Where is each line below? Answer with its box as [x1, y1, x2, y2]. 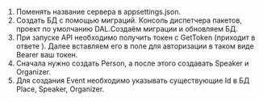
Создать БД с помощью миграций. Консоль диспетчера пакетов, [15, 15, 242, 25]
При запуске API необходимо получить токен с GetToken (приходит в [15, 32, 256, 42]
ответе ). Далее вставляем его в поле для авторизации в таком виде [15, 41, 254, 51]
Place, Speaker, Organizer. [15, 84, 105, 94]
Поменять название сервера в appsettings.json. [15, 7, 182, 16]
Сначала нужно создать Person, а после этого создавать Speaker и [15, 58, 249, 68]
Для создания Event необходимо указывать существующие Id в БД [15, 76, 250, 85]
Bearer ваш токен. [15, 50, 78, 59]
